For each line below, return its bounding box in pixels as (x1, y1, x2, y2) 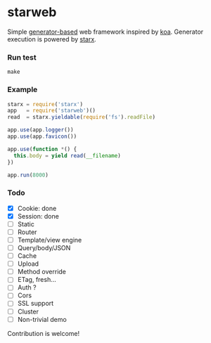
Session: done (17, 212, 60, 220)
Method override (17, 268, 67, 276)
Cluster (17, 307, 39, 316)
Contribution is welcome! (7, 329, 80, 337)
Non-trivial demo (17, 315, 67, 323)
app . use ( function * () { (7, 145, 77, 153)
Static (17, 219, 35, 228)
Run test (7, 52, 37, 62)
